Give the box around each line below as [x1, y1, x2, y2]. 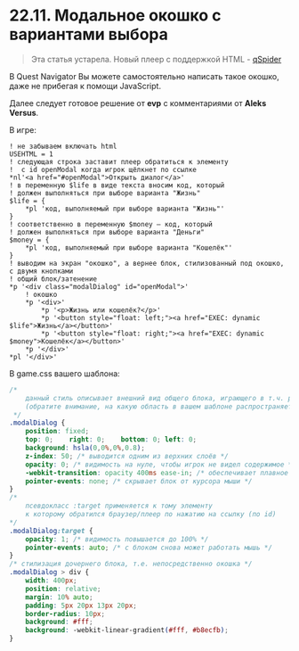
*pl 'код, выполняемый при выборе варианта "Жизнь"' [25, 204, 225, 213]
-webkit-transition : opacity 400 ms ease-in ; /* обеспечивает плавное [25, 468, 289, 477]
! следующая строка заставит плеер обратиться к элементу [9, 157, 229, 166]
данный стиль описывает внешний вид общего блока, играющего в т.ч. [25, 393, 285, 402]
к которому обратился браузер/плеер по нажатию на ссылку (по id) [25, 510, 277, 519]
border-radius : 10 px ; [25, 609, 105, 618]
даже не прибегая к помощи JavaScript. [9, 80, 162, 91]
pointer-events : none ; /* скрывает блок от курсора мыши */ [25, 476, 253, 486]
